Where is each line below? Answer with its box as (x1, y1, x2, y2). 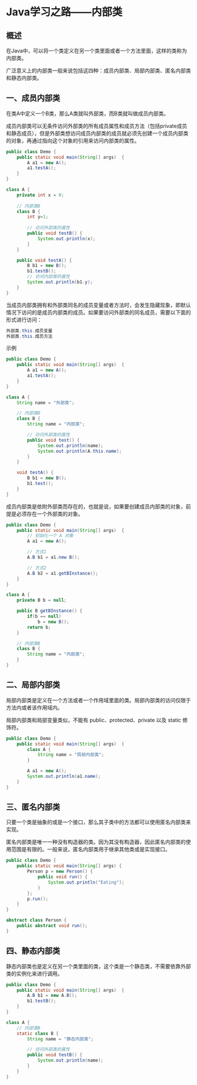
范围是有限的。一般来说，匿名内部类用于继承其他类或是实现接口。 (11, 846, 171, 853)
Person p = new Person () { (27, 868, 93, 875)
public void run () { (37, 874, 88, 880)
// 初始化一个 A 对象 (27, 533, 74, 539)
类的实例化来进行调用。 (6, 970, 63, 977)
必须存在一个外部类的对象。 (16, 510, 83, 517)
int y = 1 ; (27, 214, 49, 220)
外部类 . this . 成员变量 (6, 328, 53, 333)
